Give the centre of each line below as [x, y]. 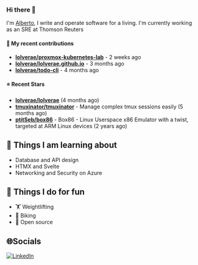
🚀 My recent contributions [40, 43]
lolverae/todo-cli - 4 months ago [57, 70]
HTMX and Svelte [37, 166]
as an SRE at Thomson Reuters [45, 29]
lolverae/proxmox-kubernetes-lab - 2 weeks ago [78, 57]
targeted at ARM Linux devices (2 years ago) [71, 126]
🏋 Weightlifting [34, 207]
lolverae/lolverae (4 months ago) [57, 100]
